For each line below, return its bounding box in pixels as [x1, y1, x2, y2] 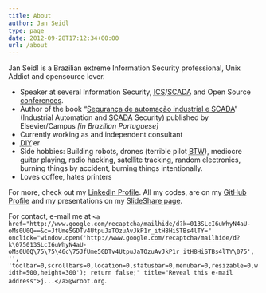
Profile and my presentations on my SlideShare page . [8, 196, 183, 206]
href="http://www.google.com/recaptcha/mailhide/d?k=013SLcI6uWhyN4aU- [8, 220, 251, 228]
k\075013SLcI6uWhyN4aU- [8, 241, 88, 249]
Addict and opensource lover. [8, 72, 105, 81]
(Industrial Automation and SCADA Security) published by [19, 113, 209, 122]
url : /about [8, 42, 48, 49]
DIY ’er [19, 138, 41, 148]
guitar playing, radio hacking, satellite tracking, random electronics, [19, 155, 241, 164]
